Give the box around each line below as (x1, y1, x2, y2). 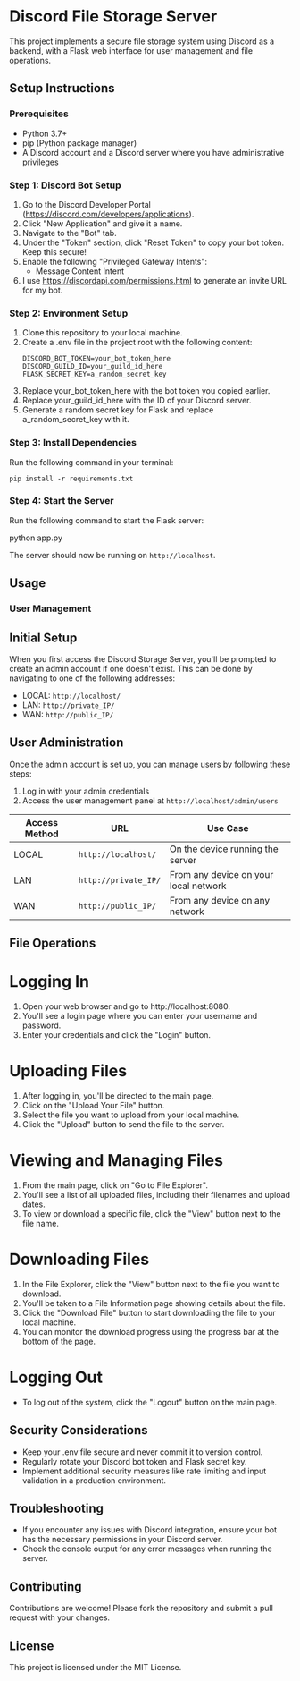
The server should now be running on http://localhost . (9, 549, 216, 560)
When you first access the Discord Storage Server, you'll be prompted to (9, 653, 277, 664)
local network (169, 879, 227, 892)
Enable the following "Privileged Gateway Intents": (21, 256, 208, 267)
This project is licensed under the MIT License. (9, 1662, 182, 1673)
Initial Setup (9, 630, 78, 645)
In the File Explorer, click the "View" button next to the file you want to (21, 1278, 280, 1289)
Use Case (206, 821, 249, 834)
